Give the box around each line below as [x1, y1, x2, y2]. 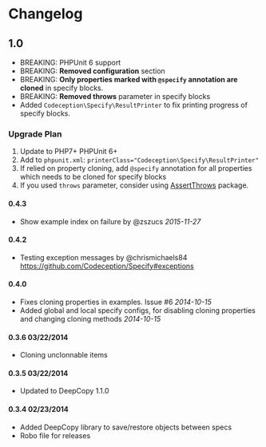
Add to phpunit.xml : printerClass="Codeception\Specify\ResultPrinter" [19, 155, 260, 164]
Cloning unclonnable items [19, 350, 108, 360]
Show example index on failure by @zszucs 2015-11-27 [19, 216, 201, 226]
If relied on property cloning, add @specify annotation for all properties [19, 164, 252, 173]
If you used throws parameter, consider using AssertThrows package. [19, 180, 249, 190]
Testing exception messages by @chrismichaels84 [19, 252, 188, 262]
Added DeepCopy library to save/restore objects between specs [19, 422, 232, 432]
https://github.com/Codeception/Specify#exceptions [19, 261, 194, 271]
